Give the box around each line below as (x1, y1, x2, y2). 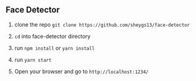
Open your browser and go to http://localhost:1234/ (14, 68, 149, 75)
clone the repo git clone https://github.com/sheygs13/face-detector (14, 21, 191, 28)
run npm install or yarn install (14, 44, 95, 51)
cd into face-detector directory (14, 33, 91, 40)
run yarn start (14, 56, 52, 63)
